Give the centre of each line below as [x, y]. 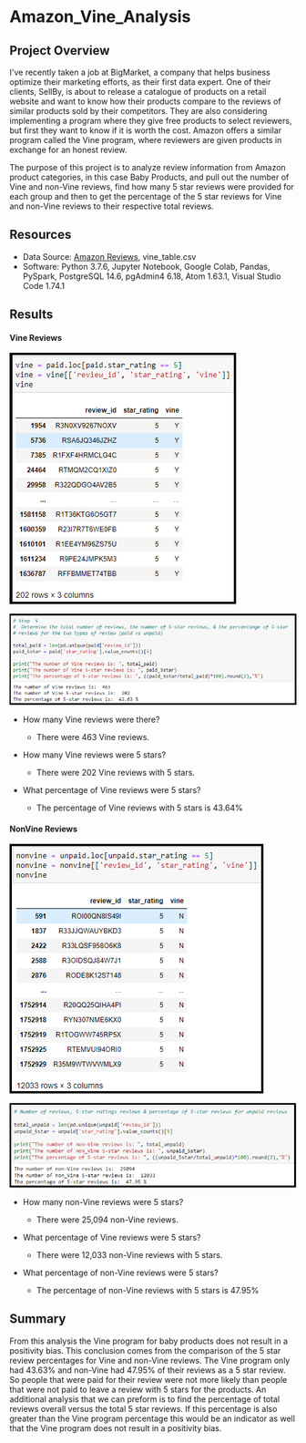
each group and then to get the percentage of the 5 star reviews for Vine [146, 196]
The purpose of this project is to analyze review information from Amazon [148, 167]
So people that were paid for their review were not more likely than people [148, 1379]
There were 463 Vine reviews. [93, 737]
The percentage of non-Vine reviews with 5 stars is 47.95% [148, 1290]
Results [31, 315]
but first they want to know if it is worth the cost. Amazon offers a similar [146, 130]
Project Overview [60, 51]
